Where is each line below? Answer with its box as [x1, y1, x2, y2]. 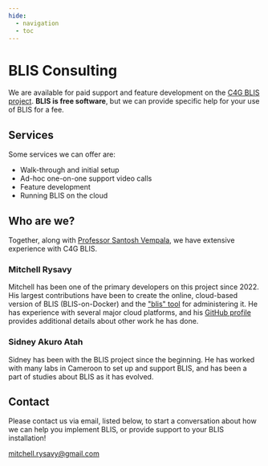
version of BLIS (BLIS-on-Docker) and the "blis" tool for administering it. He [8, 299, 258, 309]
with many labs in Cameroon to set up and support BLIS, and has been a [8, 363, 247, 373]
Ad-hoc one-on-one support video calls [19, 174, 152, 183]
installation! [8, 433, 47, 443]
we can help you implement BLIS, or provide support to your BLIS [8, 425, 225, 435]
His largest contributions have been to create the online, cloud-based [8, 291, 238, 300]
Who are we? [8, 214, 75, 227]
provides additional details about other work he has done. [8, 317, 199, 326]
